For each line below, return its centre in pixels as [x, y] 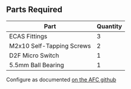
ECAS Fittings [28, 36]
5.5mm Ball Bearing [37, 65]
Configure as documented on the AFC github [61, 80]
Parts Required [34, 10]
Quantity [109, 26]
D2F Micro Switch [34, 55]
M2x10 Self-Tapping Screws [50, 45]
